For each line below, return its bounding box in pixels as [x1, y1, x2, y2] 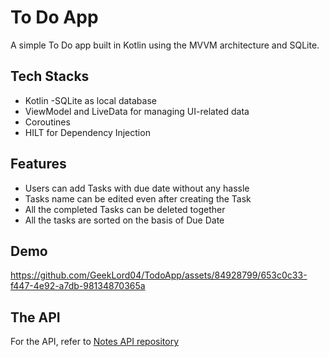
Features [10, 156, 67, 173]
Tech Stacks [10, 68, 90, 85]
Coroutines [24, 116, 71, 128]
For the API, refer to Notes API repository [10, 336, 180, 348]
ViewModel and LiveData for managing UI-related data [24, 105, 250, 117]
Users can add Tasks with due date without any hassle [24, 182, 250, 194]
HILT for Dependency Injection [24, 126, 151, 138]
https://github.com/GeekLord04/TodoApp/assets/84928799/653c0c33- [10, 269, 308, 281]
